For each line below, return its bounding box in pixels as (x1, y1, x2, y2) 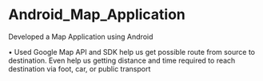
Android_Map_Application (8, 6, 186, 24)
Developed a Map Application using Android (8, 32, 153, 41)
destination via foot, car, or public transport (8, 64, 151, 73)
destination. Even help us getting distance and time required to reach (8, 56, 236, 65)
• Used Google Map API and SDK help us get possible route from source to (8, 47, 256, 56)
